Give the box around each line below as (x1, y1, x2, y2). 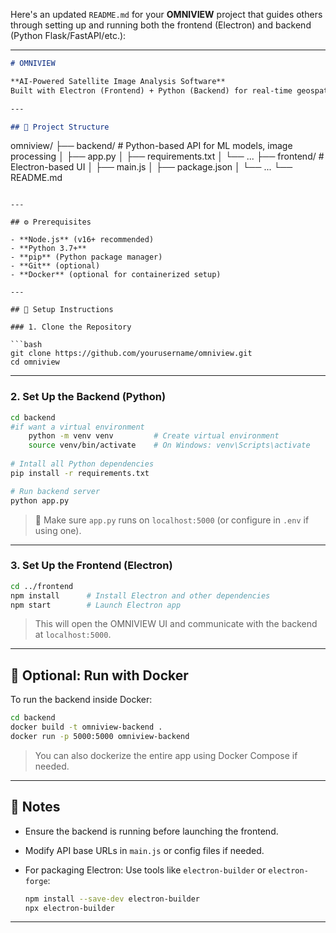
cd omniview (10, 357, 60, 368)
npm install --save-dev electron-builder (24, 894, 201, 904)
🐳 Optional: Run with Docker (10, 667, 189, 684)
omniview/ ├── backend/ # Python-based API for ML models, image (10, 140, 293, 152)
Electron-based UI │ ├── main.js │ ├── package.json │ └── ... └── (10, 161, 293, 173)
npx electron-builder (24, 903, 115, 913)
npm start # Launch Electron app (10, 600, 182, 610)
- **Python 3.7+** (10, 244, 87, 254)
